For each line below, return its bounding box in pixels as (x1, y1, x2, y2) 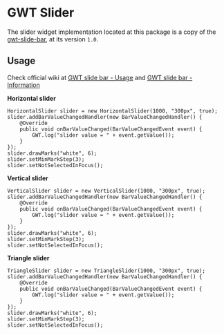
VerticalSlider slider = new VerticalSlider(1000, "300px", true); (7, 187, 206, 194)
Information (7, 81, 40, 89)
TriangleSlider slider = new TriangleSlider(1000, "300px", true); (7, 267, 206, 274)
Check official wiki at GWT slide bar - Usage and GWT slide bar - (7, 73, 193, 82)
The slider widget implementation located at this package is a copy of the (7, 28, 216, 36)
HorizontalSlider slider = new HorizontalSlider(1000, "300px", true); (7, 107, 218, 115)
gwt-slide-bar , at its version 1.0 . (7, 35, 99, 43)
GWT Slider (7, 5, 75, 21)
